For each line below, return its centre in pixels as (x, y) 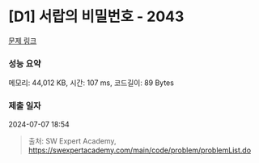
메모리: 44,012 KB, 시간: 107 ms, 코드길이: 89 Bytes (91, 83)
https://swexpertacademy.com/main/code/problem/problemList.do (140, 150)
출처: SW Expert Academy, (72, 141)
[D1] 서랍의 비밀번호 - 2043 (96, 17)
